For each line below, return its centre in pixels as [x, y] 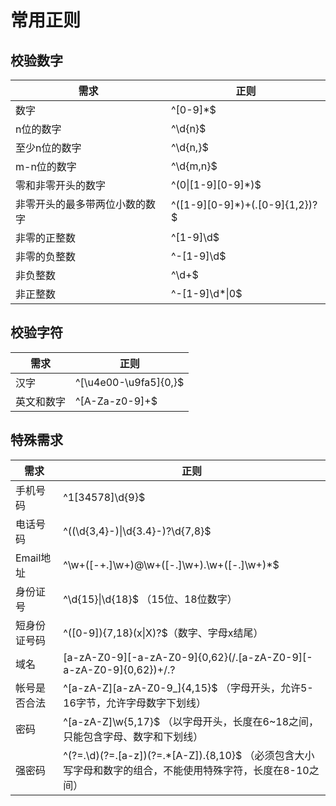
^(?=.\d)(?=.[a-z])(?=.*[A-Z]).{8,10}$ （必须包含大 [184, 755]
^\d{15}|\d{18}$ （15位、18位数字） [150, 599]
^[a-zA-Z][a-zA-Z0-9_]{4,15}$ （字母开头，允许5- [188, 688]
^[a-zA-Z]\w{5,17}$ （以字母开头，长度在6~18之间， [191, 721]
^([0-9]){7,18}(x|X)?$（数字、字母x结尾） [163, 633]
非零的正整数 [46, 238]
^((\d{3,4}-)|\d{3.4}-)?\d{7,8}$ [137, 531]
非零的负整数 [46, 256]
